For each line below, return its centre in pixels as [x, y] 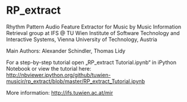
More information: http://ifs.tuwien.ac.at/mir [60, 93]
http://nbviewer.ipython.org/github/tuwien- [58, 75]
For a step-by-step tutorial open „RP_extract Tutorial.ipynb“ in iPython [91, 62]
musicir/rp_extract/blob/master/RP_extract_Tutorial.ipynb [76, 81]
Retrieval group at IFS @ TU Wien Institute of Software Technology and [93, 33]
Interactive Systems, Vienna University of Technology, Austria [82, 39]
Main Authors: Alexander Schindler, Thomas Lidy [66, 50]
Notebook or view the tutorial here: [49, 68]
